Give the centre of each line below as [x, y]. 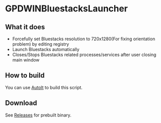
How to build [25, 76]
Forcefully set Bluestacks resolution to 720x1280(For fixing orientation [84, 39]
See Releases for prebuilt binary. [38, 115]
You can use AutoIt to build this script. [44, 87]
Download [21, 103]
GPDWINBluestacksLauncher [66, 9]
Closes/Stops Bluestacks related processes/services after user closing [84, 55]
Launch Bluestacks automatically [46, 49]
